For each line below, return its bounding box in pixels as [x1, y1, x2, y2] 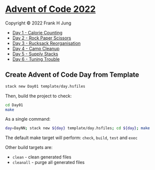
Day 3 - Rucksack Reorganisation [12, 40, 81, 46]
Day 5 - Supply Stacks [12, 51, 59, 57]
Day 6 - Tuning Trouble [12, 56, 60, 62]
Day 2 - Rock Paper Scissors [12, 35, 71, 41]
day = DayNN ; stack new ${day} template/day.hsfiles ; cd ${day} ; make [5, 126, 150, 131]
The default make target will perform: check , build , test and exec [5, 135, 138, 141]
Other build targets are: [5, 145, 53, 151]
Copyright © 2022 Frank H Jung [5, 20, 72, 26]
